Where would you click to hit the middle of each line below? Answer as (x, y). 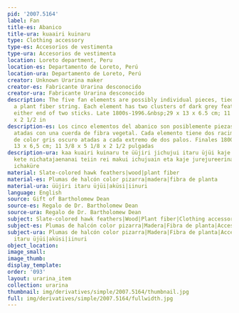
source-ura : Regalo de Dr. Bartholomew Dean (74, 213)
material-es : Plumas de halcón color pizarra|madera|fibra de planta (113, 179)
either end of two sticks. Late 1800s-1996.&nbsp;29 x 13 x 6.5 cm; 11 (122, 113)
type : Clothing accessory (46, 41)
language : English (34, 193)
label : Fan (23, 21)
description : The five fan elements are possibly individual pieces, (113, 100)
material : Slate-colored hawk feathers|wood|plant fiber (94, 173)
